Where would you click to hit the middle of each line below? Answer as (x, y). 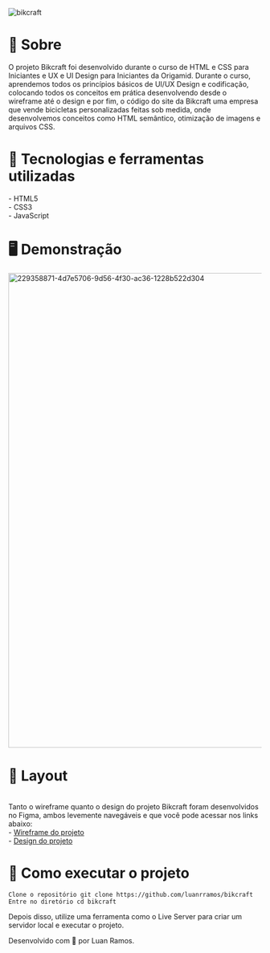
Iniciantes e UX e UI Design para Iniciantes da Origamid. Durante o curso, (129, 75)
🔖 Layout (38, 776)
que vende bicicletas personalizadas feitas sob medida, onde (110, 109)
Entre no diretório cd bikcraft (62, 902)
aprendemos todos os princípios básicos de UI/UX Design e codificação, (129, 83)
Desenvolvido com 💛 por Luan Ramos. (72, 940)
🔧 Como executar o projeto (99, 873)
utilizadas (42, 176)
